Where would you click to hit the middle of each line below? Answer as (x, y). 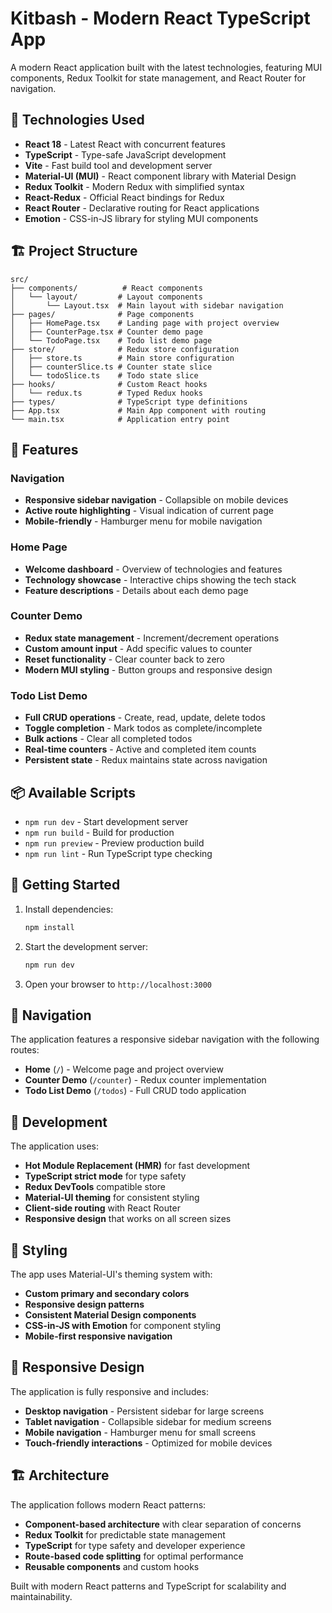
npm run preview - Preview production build (114, 843)
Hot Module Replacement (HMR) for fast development (137, 1166)
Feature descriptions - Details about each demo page (136, 590)
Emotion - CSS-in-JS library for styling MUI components (141, 218)
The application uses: (55, 1146)
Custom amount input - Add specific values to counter (138, 648)
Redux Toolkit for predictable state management (125, 1534)
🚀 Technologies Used (77, 120)
